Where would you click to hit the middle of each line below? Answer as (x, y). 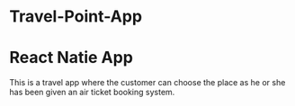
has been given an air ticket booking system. (92, 93)
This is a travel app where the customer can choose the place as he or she (147, 83)
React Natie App (71, 58)
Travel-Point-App (76, 17)
